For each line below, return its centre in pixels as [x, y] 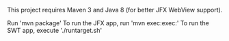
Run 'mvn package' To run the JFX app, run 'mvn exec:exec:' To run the [108, 23]
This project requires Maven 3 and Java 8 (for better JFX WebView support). [115, 10]
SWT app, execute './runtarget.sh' [55, 30]
